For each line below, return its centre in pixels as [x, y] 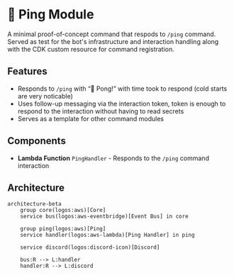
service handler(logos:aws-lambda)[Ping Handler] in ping [107, 235]
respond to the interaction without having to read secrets [101, 111]
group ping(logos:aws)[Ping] [63, 229]
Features [27, 71]
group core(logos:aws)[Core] [63, 211]
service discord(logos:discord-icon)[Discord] [90, 247]
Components [37, 141]
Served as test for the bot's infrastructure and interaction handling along [113, 41]
